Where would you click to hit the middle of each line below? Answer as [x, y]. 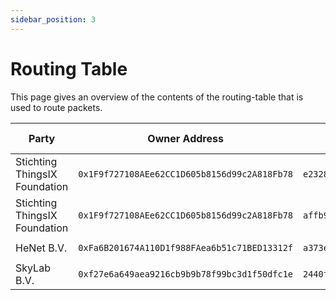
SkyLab [33, 268]
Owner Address [185, 138]
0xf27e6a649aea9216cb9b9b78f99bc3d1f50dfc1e [185, 274]
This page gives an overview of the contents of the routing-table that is [157, 97]
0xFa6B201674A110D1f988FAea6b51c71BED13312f [185, 247]
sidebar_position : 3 [53, 19]
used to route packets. [56, 107]
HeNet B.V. [41, 248]
